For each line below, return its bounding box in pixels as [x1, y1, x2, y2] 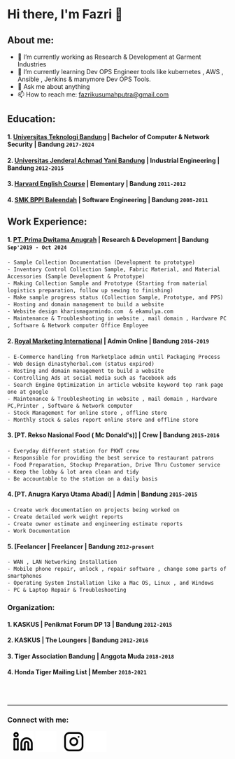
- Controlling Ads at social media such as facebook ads [7, 374, 177, 381]
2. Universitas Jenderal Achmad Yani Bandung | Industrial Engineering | [7, 156, 220, 164]
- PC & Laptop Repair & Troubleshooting [7, 587, 127, 594]
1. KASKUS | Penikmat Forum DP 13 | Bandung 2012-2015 [7, 620, 173, 628]
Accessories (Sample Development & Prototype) [7, 273, 145, 281]
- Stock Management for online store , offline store [7, 409, 168, 416]
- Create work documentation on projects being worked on [7, 506, 180, 513]
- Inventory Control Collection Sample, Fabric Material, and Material [7, 266, 220, 274]
